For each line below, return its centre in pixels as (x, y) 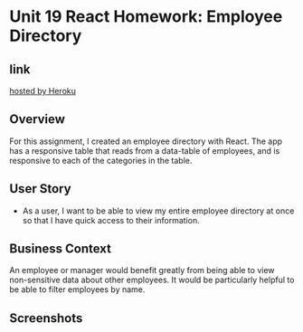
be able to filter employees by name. (77, 289)
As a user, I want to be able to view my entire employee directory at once (158, 211)
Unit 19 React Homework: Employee (146, 17)
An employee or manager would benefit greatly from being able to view (142, 270)
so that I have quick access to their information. (111, 220)
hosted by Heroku (43, 91)
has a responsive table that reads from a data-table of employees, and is (145, 150)
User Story (40, 189)
